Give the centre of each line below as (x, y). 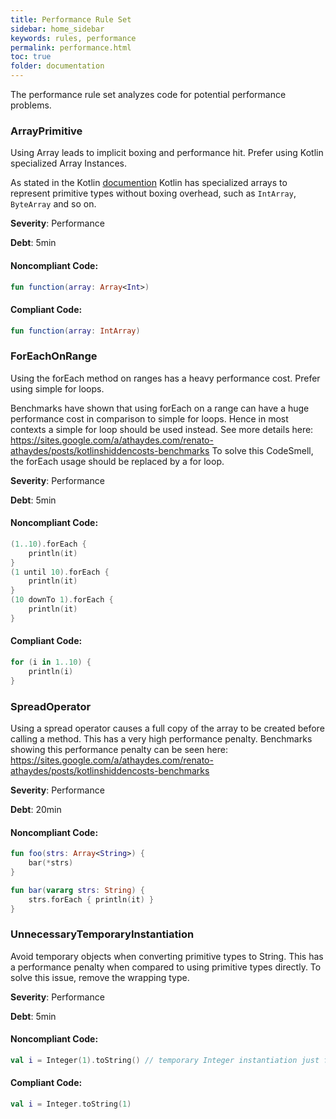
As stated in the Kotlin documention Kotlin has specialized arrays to (149, 183)
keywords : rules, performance (73, 38)
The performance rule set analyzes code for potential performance (148, 94)
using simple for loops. (57, 388)
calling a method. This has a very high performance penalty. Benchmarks (161, 738)
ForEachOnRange (54, 356)
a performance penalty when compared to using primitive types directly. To (166, 967)
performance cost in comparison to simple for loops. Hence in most (149, 418)
